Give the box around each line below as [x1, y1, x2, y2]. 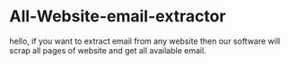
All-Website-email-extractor [9, 6, 226, 27]
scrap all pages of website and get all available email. [9, 45, 206, 55]
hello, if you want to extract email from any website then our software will [9, 36, 281, 46]
